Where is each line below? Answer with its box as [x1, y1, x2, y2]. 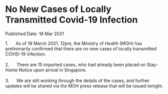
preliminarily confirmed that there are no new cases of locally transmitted [5, 45, 157, 51]
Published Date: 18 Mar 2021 [5, 30, 64, 36]
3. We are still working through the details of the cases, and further [5, 77, 150, 83]
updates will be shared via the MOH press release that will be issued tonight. [5, 82, 163, 88]
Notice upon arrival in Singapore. [19, 66, 87, 73]
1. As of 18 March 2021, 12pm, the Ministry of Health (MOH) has [5, 40, 142, 46]
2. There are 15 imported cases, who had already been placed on [5, 61, 146, 67]
